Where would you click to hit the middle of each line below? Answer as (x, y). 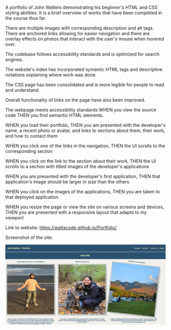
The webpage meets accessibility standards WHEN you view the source (81, 110)
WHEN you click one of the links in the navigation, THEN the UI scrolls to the (85, 146)
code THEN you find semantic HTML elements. (55, 115)
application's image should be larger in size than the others (67, 182)
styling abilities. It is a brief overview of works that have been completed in (84, 13)
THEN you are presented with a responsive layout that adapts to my (76, 212)
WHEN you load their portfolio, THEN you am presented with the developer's (85, 125)
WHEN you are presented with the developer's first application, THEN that (83, 176)
